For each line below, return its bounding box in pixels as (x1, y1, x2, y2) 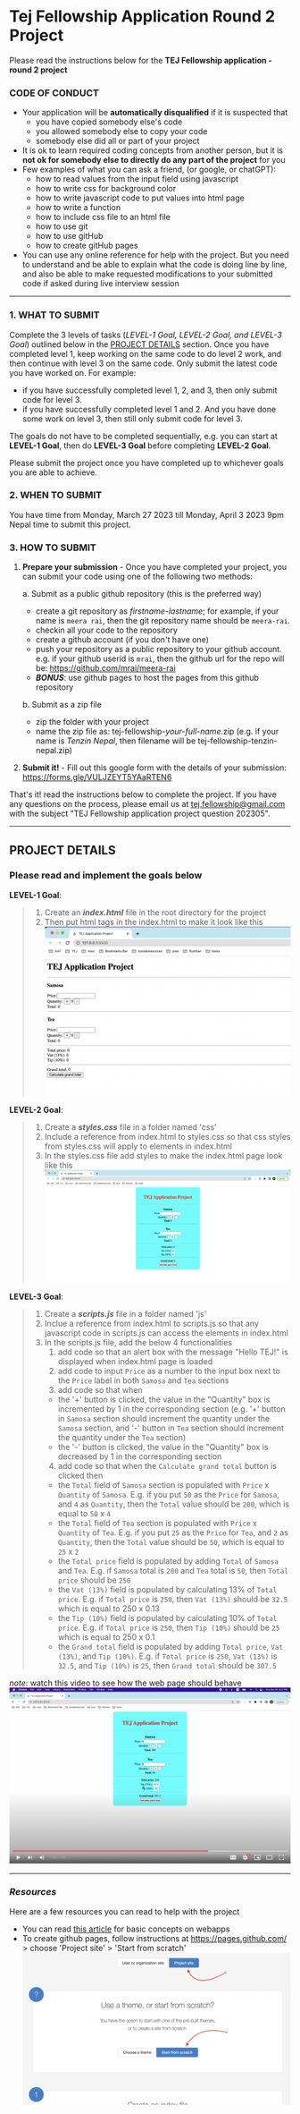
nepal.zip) (35, 745, 73, 756)
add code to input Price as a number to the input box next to (57, 1365, 281, 1376)
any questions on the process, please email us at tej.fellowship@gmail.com (9, 799, 286, 810)
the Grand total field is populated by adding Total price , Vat (57, 1641, 284, 1651)
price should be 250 (57, 1575, 131, 1585)
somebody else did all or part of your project (35, 136, 200, 147)
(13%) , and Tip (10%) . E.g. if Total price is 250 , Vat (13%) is (57, 1651, 278, 1661)
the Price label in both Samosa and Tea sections (57, 1375, 229, 1386)
